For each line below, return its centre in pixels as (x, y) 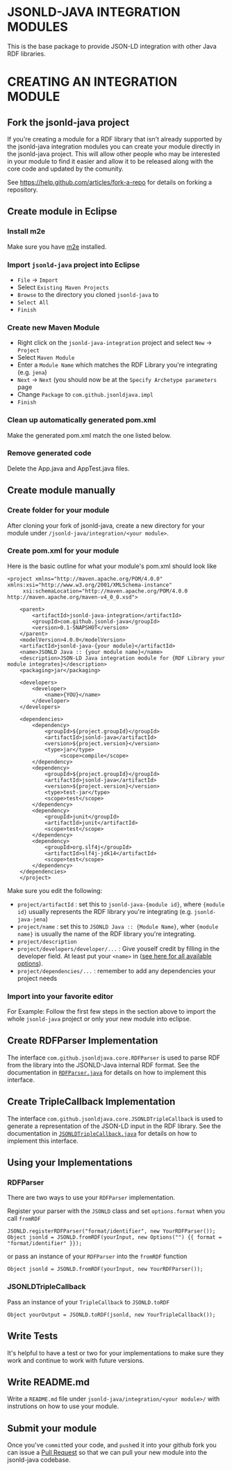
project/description (47, 942)
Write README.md (49, 1382)
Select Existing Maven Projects (63, 287)
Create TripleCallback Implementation (91, 1102)
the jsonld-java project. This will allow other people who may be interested (114, 153)
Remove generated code (49, 453)
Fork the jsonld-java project (68, 122)
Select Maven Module (46, 358)
